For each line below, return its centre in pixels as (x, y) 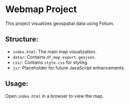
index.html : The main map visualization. (54, 51)
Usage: (17, 84)
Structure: (22, 39)
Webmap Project (41, 9)
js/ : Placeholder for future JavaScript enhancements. (69, 67)
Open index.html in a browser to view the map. (55, 96)
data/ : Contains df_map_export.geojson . (54, 57)
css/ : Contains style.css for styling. (51, 62)
